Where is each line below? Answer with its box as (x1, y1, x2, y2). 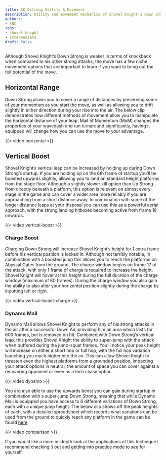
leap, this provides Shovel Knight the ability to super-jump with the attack (5, 337, 154, 343)
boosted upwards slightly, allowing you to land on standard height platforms (5, 175, 160, 181)
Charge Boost (5, 234, 39, 241)
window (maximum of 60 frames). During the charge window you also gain (5, 277, 157, 283)
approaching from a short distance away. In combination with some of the (5, 197, 156, 203)
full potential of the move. (5, 69, 57, 75)
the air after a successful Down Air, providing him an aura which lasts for (5, 326, 153, 332)
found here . (5, 419, 29, 425)
